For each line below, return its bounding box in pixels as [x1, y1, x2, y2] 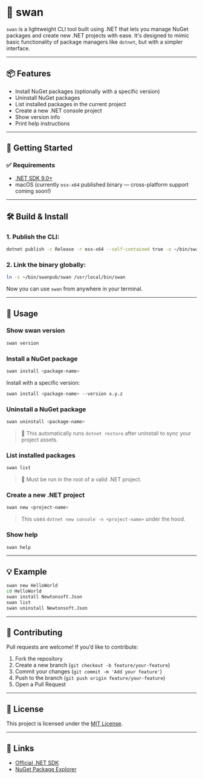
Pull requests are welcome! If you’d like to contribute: [6, 643, 139, 651]
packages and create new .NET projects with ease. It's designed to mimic [6, 31, 189, 39]
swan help [6, 544, 31, 550]
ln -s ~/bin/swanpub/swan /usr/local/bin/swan [6, 274, 126, 280]
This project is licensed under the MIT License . [6, 720, 123, 727]
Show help [6, 531, 38, 539]
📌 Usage [6, 308, 38, 319]
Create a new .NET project [6, 491, 85, 499]
